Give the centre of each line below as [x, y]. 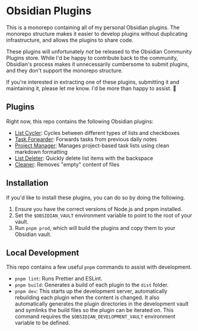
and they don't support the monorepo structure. [65, 70]
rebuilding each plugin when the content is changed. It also [87, 298]
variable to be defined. [42, 323]
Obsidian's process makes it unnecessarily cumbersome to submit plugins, [98, 64]
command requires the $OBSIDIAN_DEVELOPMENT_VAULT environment [95, 317]
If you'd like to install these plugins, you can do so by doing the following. [96, 197]
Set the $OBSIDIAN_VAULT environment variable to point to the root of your [103, 215]
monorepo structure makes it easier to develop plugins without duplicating [97, 33]
